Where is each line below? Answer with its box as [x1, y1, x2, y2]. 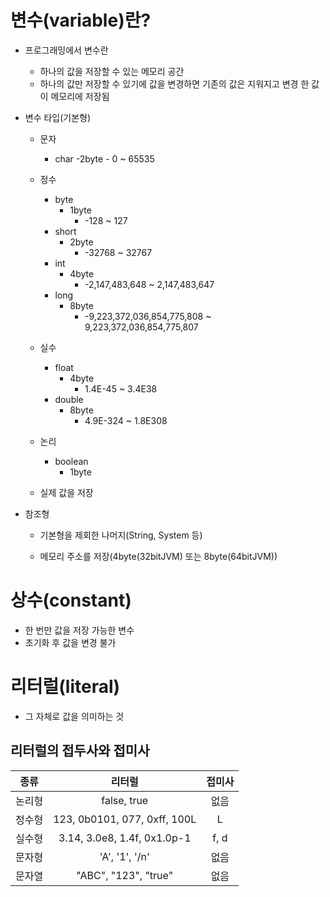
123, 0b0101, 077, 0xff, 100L [53, 812, 197, 826]
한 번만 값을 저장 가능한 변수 [24, 624, 135, 636]
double [54, 393, 84, 405]
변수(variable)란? [10, 9, 152, 32]
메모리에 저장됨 [50, 90, 110, 102]
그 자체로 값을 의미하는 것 [24, 710, 125, 722]
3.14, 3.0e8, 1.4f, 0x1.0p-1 [58, 831, 192, 845]
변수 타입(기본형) [24, 111, 92, 123]
